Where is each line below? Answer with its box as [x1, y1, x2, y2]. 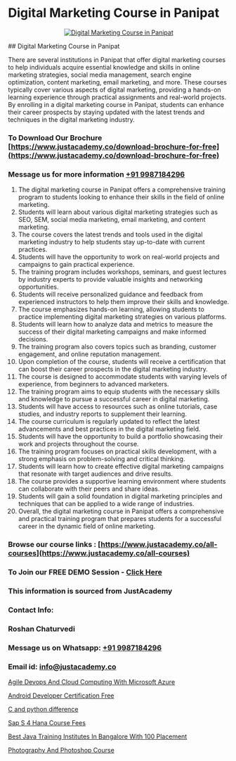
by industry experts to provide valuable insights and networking [18, 275, 203, 284]
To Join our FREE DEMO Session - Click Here [8, 567, 162, 577]
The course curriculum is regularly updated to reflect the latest [18, 417, 200, 426]
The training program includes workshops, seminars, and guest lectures [18, 268, 227, 276]
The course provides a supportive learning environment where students [18, 477, 226, 486]
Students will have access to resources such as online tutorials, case [18, 403, 218, 411]
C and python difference [8, 705, 79, 713]
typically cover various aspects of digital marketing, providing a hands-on [8, 85, 221, 94]
